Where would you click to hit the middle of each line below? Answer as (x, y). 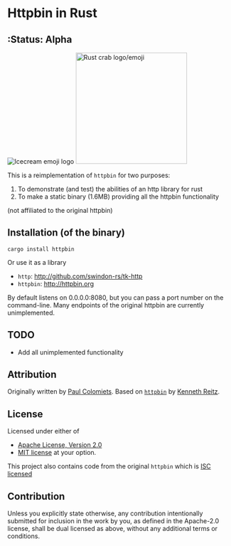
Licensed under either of (43, 431)
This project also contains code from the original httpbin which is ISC (109, 466)
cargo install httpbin (41, 249)
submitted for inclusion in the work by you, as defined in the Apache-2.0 (113, 521)
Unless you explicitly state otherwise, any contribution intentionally (105, 513)
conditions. (24, 536)
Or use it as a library (37, 262)
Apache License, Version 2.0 (60, 445)
